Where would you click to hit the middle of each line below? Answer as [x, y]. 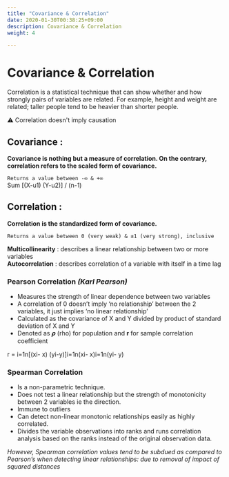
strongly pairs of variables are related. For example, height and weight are [112, 99]
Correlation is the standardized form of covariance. [82, 223]
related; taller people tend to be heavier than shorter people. [93, 107]
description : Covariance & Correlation [64, 26]
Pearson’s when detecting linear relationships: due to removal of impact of [113, 459]
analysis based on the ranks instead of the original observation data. [114, 438]
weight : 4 [21, 33]
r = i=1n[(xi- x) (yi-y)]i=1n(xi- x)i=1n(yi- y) [66, 354]
